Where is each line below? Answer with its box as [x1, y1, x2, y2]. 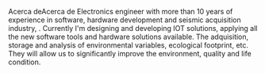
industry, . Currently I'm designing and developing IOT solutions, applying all [8, 24, 258, 33]
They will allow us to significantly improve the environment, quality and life [8, 49, 252, 58]
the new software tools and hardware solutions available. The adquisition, [8, 32, 249, 41]
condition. [8, 57, 41, 67]
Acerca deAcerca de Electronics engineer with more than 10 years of [8, 7, 233, 16]
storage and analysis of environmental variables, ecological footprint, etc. [8, 40, 248, 50]
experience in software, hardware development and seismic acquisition [8, 15, 241, 25]
